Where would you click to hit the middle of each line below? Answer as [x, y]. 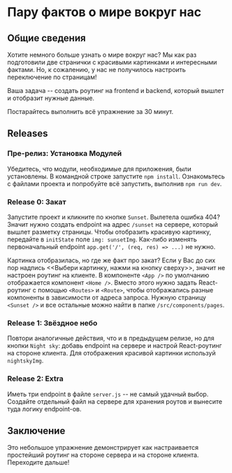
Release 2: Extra [36, 379]
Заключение [36, 431]
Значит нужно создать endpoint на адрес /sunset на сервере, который [113, 224]
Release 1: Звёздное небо [52, 323]
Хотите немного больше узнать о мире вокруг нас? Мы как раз [102, 55]
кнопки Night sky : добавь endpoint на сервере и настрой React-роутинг [115, 346]
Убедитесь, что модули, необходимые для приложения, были [99, 169]
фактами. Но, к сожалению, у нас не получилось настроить [97, 70]
